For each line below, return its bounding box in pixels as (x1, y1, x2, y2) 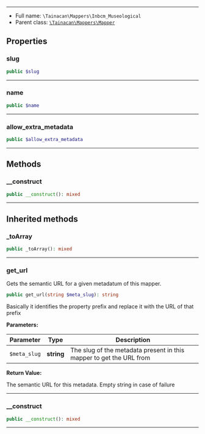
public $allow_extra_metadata (6, 137, 84, 143)
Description (115, 336, 151, 344)
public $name (6, 102, 40, 109)
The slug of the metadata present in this (70, 346, 185, 355)
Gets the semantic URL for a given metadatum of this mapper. (6, 280, 162, 288)
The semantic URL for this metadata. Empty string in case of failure (6, 381, 175, 388)
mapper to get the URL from (70, 353, 151, 362)
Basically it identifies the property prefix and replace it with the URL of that (6, 303, 194, 310)
